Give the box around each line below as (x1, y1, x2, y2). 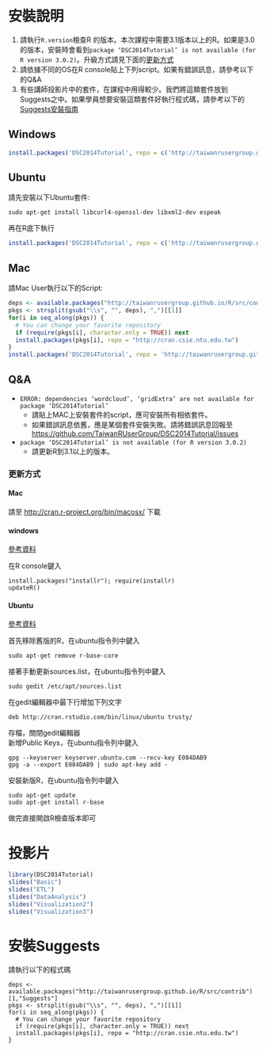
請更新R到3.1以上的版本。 (31, 446, 115, 456)
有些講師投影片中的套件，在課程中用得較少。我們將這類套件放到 (19, 84, 228, 94)
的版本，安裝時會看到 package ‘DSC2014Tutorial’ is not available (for (19, 44, 256, 54)
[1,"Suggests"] (8, 994, 59, 1003)
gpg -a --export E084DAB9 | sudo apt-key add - (8, 761, 169, 769)
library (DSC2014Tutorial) (8, 871, 93, 879)
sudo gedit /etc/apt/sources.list (8, 682, 123, 690)
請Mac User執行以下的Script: (8, 283, 103, 293)
